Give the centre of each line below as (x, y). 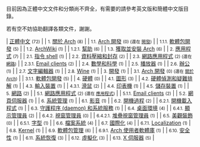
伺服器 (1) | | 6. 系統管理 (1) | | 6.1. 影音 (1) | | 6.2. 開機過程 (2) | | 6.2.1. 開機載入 (101, 100)
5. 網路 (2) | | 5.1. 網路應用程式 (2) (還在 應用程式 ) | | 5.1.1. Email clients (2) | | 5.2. (96, 93)
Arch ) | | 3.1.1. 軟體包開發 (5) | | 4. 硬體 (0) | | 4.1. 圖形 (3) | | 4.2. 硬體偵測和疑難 (97, 78)
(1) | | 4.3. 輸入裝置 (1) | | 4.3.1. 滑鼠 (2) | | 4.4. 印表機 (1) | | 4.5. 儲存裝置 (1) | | (101, 86)
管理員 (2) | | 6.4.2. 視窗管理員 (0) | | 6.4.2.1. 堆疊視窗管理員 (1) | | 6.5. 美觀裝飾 (102, 115)
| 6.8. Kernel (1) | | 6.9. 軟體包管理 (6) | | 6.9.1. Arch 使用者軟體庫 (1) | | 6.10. (92, 130)
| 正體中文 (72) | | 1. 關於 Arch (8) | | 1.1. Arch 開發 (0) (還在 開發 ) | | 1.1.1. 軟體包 (96, 41)
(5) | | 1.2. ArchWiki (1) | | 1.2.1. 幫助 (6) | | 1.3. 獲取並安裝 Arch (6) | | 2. (93, 49)
